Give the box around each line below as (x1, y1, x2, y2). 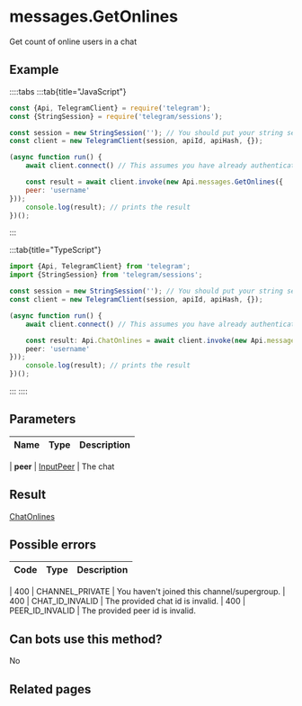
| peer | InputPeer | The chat (9, 461, 115, 472)
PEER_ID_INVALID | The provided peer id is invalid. (9, 605, 196, 616)
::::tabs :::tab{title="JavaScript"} (9, 86, 128, 96)
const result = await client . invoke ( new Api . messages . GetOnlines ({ (25, 177, 283, 186)
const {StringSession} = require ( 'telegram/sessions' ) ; (9, 112, 223, 121)
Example (9, 62, 59, 77)
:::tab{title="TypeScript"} (9, 245, 102, 256)
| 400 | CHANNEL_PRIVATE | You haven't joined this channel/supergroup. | (9, 586, 286, 597)
